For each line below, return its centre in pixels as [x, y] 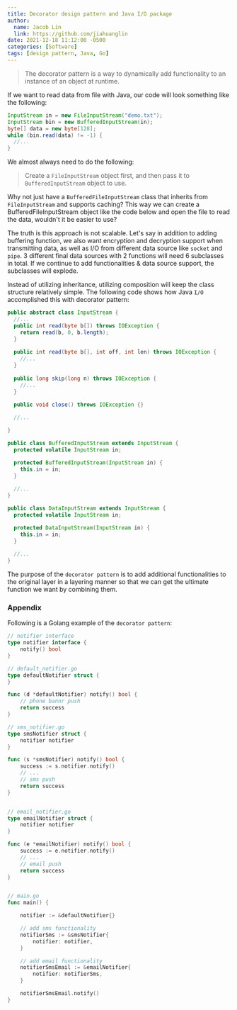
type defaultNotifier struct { [53, 675]
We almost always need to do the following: [71, 162]
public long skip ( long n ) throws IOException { [85, 378]
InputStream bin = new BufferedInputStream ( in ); [80, 122]
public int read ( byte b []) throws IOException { [87, 326]
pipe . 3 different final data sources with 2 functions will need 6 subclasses [116, 256]
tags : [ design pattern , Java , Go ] [58, 54]
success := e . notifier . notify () [68, 851]
